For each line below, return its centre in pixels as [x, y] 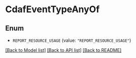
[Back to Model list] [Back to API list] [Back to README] [63, 50]
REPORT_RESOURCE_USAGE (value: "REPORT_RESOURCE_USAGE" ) [72, 40]
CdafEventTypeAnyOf [53, 9]
